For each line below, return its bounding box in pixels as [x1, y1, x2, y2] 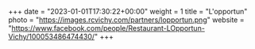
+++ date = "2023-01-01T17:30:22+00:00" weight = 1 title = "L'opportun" [8, 7, 248, 16]
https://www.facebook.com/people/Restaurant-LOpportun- [11, 24, 205, 32]
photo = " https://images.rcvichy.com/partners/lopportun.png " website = [8, 15, 245, 24]
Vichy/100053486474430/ [8, 32, 95, 41]
